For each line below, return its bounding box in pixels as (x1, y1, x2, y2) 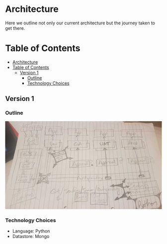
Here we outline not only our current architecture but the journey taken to (5, 20, 156, 26)
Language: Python (12, 228, 50, 234)
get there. (5, 25, 25, 31)
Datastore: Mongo (12, 234, 50, 240)
